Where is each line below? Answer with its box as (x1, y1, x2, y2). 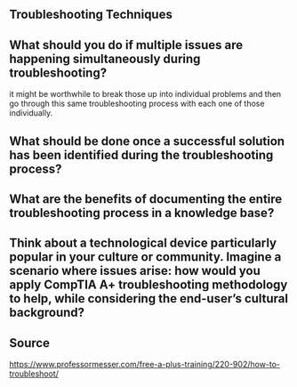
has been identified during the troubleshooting (9, 147, 274, 163)
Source (9, 335, 51, 351)
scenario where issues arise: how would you (9, 263, 261, 278)
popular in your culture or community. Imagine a (9, 249, 282, 265)
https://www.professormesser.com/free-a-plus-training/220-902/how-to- (9, 359, 281, 370)
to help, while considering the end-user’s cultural (9, 291, 289, 306)
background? (9, 305, 85, 320)
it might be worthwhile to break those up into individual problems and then (9, 89, 282, 100)
